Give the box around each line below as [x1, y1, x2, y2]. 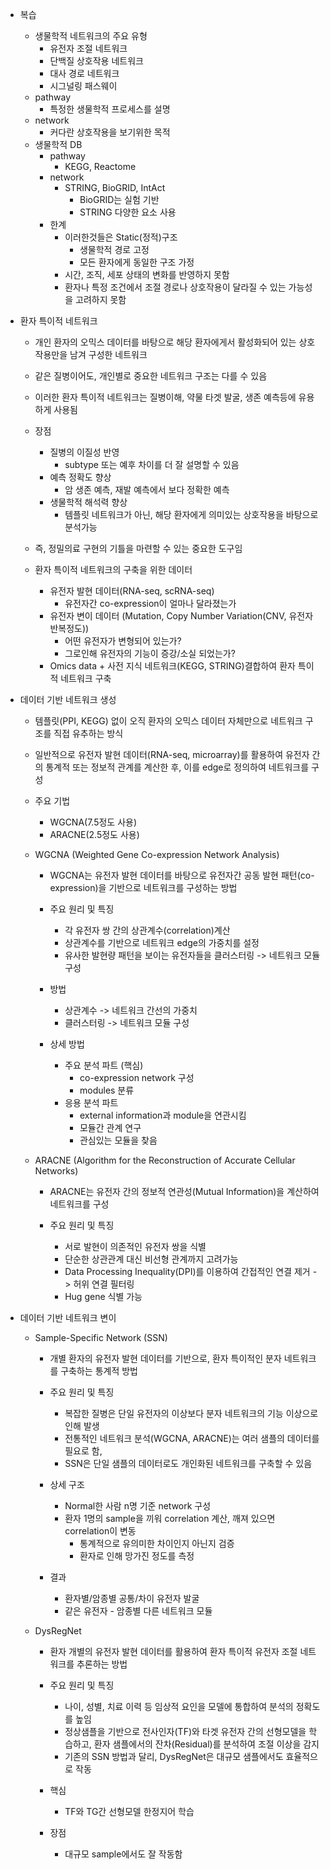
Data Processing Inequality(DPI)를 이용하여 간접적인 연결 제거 [64, 1266, 311, 1277]
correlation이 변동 [64, 1525, 137, 1537]
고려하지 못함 [75, 294, 127, 305]
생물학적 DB [34, 139, 83, 150]
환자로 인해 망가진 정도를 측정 [79, 1550, 195, 1562]
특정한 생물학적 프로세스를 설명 [49, 103, 171, 115]
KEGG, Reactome [64, 161, 137, 172]
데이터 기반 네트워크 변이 [19, 1312, 117, 1323]
